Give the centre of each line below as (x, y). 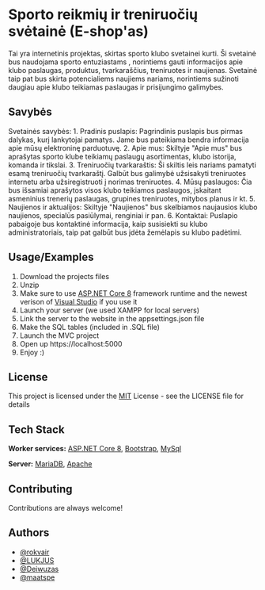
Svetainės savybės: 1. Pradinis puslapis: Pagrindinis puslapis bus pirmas (126, 131)
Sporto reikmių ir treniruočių (103, 15)
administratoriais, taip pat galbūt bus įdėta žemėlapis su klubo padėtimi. (125, 232)
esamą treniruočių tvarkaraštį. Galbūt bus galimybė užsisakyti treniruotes (127, 173)
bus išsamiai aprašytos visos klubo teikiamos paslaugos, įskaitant (115, 190)
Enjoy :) (32, 352)
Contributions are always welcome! (66, 508)
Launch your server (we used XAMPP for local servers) (110, 310)
